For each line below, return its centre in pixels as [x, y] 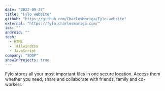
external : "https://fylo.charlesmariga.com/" [52, 23]
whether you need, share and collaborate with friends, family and [71, 79]
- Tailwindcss [24, 46]
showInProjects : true [27, 60]
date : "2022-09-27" [25, 10]
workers [14, 85]
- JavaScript [23, 51]
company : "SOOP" [22, 55]
